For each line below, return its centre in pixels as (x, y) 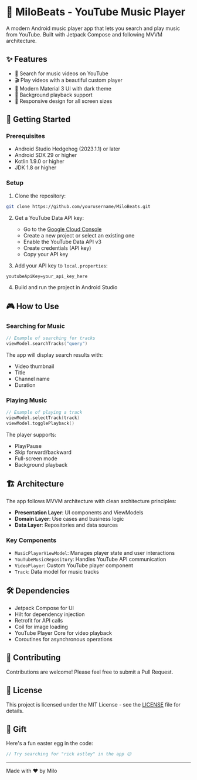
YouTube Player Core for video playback (63, 633)
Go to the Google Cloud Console (62, 229)
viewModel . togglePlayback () (40, 424)
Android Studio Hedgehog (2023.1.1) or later (67, 149)
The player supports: (31, 434)
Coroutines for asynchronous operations (63, 639)
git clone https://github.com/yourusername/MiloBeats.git (78, 206)
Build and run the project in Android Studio (66, 287)
